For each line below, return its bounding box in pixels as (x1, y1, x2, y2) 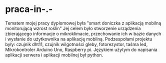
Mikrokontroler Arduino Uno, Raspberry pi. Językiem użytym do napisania (5, 46, 157, 52)
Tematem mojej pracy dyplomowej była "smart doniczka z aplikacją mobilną (5, 20, 161, 26)
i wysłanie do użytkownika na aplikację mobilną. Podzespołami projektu (5, 36, 152, 42)
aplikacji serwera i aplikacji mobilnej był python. (5, 51, 103, 58)
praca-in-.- (5, 3, 53, 15)
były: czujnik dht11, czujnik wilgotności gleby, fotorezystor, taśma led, (5, 41, 148, 47)
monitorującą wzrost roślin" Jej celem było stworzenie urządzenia (5, 25, 141, 31)
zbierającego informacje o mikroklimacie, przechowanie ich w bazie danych (5, 30, 161, 36)
